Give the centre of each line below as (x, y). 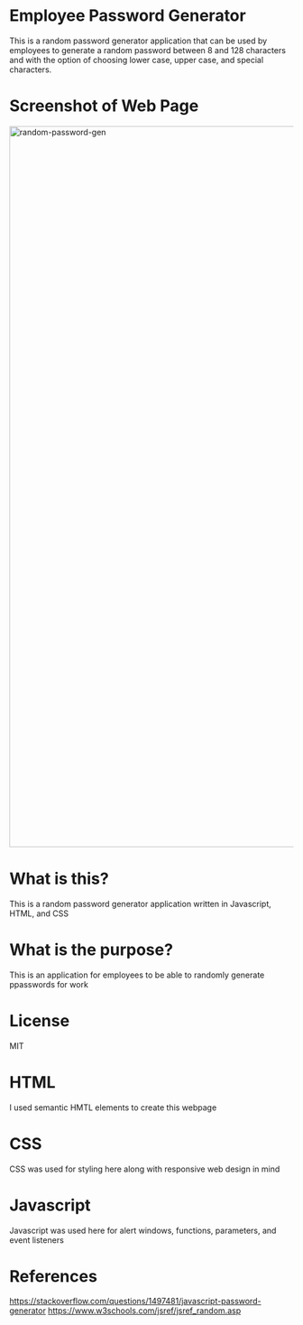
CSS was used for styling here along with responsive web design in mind (145, 1169)
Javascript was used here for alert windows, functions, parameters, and (143, 1230)
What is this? (60, 879)
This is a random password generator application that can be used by (138, 41)
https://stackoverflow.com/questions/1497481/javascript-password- (135, 1302)
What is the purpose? (92, 950)
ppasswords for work (49, 984)
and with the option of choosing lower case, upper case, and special (137, 60)
